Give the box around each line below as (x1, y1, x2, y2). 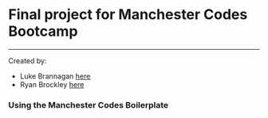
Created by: (8, 55, 47, 65)
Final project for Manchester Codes (8, 6, 248, 24)
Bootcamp (8, 22, 78, 40)
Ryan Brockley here (19, 79, 85, 89)
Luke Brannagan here (19, 71, 91, 81)
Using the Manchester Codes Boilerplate (8, 99, 169, 110)
